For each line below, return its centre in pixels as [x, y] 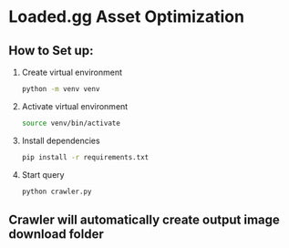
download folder [56, 234]
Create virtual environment [72, 72]
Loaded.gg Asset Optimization [127, 17]
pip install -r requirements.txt [85, 157]
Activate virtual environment [75, 106]
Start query [43, 174]
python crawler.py [57, 191]
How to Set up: [51, 51]
